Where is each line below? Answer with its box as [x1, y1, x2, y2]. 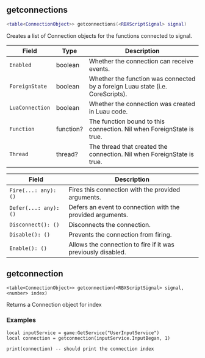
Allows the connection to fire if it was [68, 240, 175, 249]
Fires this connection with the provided [68, 185, 181, 194]
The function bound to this [88, 117, 165, 126]
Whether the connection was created [88, 99, 195, 108]
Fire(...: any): [9, 187, 57, 194]
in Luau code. [88, 107, 128, 115]
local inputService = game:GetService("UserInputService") [6, 329, 160, 336]
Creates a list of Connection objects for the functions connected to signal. [6, 32, 192, 39]
